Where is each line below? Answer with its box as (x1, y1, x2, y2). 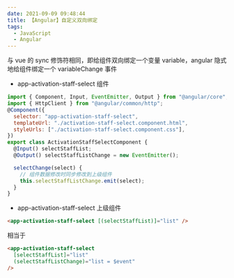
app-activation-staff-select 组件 (17, 79, 109, 88)
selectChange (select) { (13, 164, 82, 171)
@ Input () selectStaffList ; (13, 146, 92, 153)
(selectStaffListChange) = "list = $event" (13, 258, 136, 265)
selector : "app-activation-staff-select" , (13, 113, 139, 120)
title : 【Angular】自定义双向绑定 (7, 17, 98, 24)
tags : (7, 23, 23, 30)
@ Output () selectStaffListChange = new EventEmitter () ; (13, 152, 179, 159)
